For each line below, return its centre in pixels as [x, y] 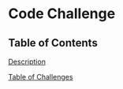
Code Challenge [62, 14]
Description [27, 61]
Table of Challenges [41, 77]
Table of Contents [53, 43]
